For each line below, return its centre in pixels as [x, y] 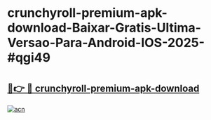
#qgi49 [29, 58]
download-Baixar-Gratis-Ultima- [104, 28]
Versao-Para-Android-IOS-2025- [106, 43]
